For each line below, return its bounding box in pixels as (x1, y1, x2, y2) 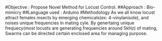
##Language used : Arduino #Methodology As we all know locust (22, 9, 155, 15)
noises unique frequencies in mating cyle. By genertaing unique (5, 20, 134, 26)
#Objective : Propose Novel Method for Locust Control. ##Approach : (5, 4, 146, 10)
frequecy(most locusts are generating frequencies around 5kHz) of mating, (5, 25, 158, 31)
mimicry (5, 9, 22, 15)
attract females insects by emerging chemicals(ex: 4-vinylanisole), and (5, 15, 149, 20)
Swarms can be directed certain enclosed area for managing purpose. (5, 31, 148, 36)
